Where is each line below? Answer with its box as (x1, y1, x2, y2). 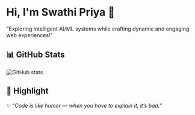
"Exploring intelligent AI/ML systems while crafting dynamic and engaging (6, 25, 190, 32)
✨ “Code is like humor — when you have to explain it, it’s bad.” (6, 102, 162, 109)
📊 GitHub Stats (6, 50, 65, 60)
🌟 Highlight (6, 86, 49, 96)
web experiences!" (6, 31, 53, 38)
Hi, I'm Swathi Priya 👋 (6, 5, 116, 19)
